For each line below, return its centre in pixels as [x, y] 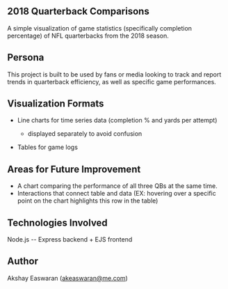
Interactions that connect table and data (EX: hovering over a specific [117, 194]
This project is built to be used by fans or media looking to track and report [114, 74]
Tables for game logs [48, 147]
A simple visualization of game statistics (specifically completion [100, 28]
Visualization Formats [56, 104]
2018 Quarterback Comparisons [78, 11]
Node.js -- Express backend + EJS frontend [70, 240]
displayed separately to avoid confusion [85, 134]
